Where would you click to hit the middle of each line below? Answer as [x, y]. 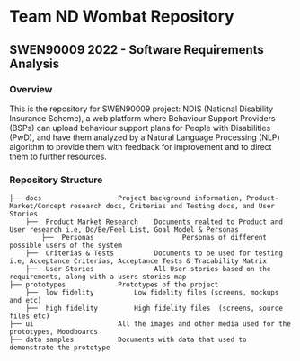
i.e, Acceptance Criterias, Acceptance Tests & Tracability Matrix [138, 261]
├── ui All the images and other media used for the [150, 324]
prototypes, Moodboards [54, 332]
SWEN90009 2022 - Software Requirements [137, 50]
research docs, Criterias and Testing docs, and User [172, 207]
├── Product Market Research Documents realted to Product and [154, 222]
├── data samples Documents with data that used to [128, 340]
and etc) [26, 301]
